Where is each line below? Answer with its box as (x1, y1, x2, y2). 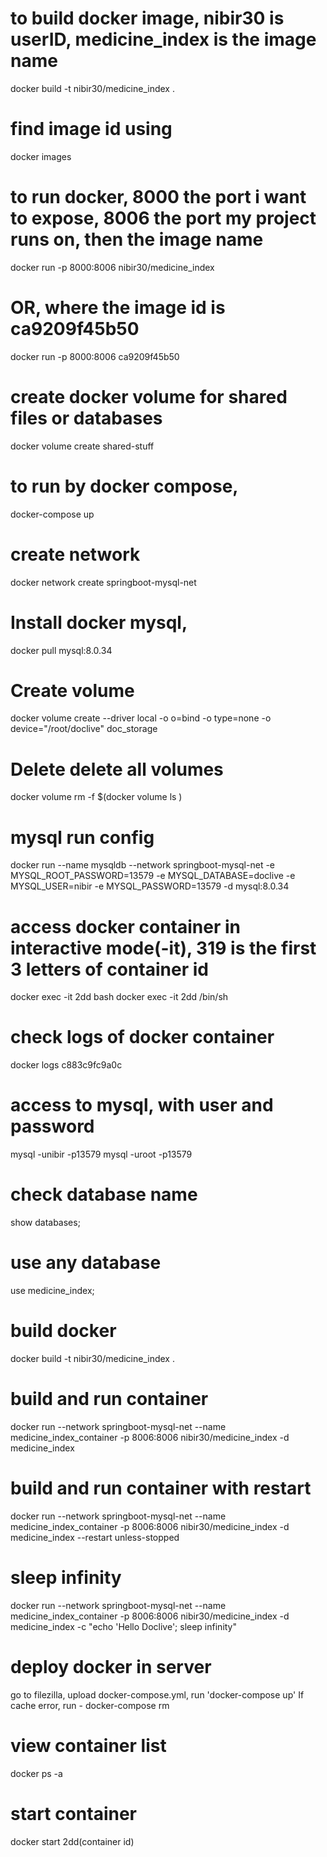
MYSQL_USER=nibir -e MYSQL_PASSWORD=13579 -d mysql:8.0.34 (10, 880, 290, 892)
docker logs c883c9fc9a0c (10, 1059, 123, 1071)
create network (10, 543, 141, 566)
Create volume (10, 679, 135, 702)
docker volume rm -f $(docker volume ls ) (10, 791, 183, 803)
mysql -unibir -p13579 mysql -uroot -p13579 (10, 1148, 193, 1161)
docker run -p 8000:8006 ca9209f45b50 (10, 350, 180, 362)
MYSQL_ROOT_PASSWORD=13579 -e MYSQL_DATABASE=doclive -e (10, 870, 296, 882)
